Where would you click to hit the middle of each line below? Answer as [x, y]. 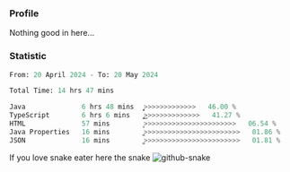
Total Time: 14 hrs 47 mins [62, 91]
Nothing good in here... [52, 33]
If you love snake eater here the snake [80, 157]
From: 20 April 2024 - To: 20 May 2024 [84, 74]
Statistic [28, 56]
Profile [24, 13]
